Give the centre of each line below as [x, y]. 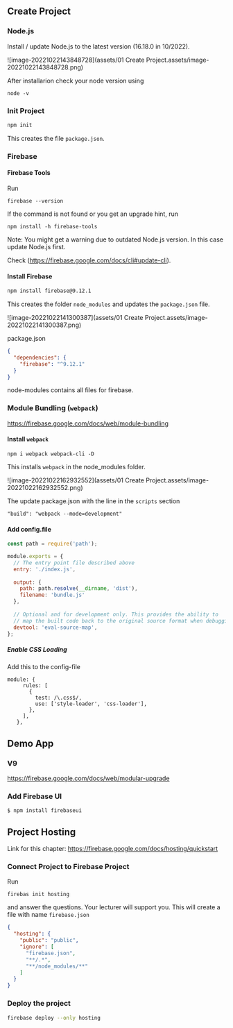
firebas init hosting [38, 895]
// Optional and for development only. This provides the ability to [116, 614]
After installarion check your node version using [76, 81]
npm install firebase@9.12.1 [49, 291]
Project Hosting [42, 832]
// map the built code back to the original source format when [108, 621]
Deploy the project [39, 1004]
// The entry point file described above [74, 563]
